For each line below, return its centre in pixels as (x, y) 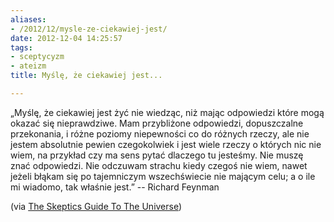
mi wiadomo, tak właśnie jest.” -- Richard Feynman (115, 187)
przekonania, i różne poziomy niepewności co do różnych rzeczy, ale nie (160, 133)
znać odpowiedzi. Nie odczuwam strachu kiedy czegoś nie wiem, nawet (159, 165)
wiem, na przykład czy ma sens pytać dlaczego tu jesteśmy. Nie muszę (157, 155)
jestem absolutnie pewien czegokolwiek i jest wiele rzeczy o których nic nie (166, 144)
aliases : (28, 19)
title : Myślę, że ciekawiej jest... (86, 76)
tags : (21, 47)
